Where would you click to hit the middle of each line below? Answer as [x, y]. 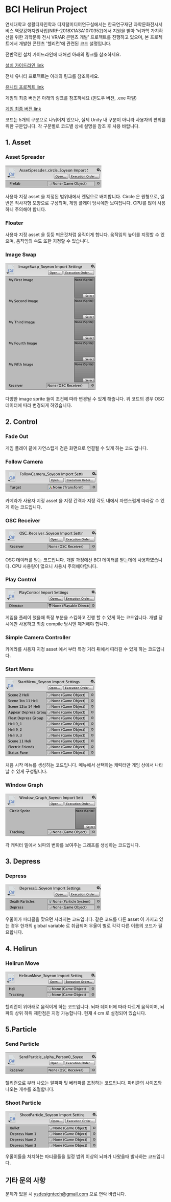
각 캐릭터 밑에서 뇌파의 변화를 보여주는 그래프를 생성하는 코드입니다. [73, 845]
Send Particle [22, 1044]
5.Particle [21, 1030]
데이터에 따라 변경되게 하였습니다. [39, 405]
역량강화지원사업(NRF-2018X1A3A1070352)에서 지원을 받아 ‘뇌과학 [82, 30]
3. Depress [23, 861]
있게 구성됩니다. [32, 771]
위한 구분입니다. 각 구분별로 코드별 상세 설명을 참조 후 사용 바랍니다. [72, 126]
